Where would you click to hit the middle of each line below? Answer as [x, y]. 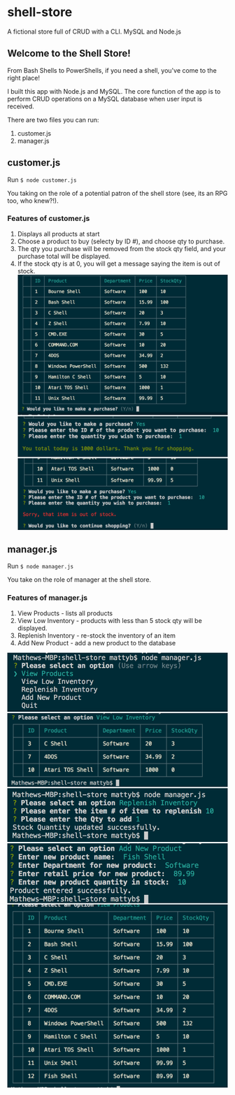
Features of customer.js [49, 219]
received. [21, 106]
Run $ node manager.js [41, 566]
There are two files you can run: [53, 120]
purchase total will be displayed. [64, 256]
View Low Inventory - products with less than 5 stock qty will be [110, 620]
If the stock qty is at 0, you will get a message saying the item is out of [119, 264]
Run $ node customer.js [42, 180]
